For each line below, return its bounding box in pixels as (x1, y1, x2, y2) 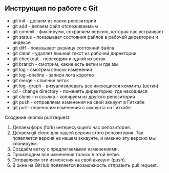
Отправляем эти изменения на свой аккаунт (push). (12, 157, 126, 163)
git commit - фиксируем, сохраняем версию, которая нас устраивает (12, 28, 164, 35)
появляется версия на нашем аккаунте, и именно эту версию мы (12, 135, 156, 141)
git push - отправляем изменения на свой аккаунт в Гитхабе (12, 99, 145, 105)
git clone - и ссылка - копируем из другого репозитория (12, 93, 135, 100)
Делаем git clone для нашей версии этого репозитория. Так (12, 130, 144, 136)
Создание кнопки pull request (5, 114, 70, 120)
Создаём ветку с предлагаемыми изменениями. (12, 145, 119, 152)
